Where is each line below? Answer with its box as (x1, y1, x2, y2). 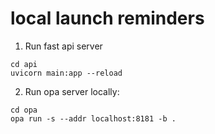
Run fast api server (24, 40, 103, 52)
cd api (10, 59, 38, 69)
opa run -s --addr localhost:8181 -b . (10, 113, 177, 124)
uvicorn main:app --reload (10, 68, 123, 78)
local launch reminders (10, 7, 205, 30)
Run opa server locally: (24, 85, 120, 97)
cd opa (10, 105, 38, 115)
